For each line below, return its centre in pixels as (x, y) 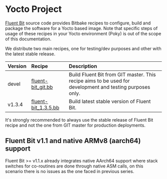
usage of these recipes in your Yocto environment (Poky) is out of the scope (83, 33)
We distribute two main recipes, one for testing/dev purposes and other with (83, 48)
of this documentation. (28, 39)
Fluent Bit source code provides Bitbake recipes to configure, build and (78, 23)
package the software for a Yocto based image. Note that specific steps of (82, 28)
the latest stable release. (30, 54)
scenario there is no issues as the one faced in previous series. (70, 171)
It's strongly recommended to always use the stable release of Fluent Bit (79, 120)
